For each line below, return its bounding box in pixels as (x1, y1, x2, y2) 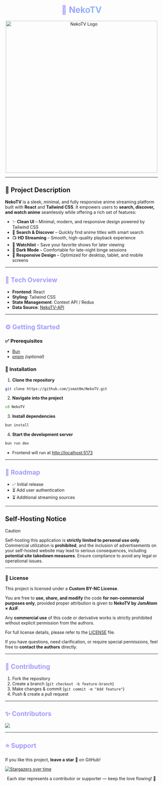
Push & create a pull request (12, 691, 69, 697)
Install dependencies (12, 413, 56, 419)
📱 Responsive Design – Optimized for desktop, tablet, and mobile (12, 252, 143, 258)
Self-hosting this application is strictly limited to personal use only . (5, 537, 141, 543)
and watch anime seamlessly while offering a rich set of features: (5, 209, 137, 215)
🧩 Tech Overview (5, 276, 58, 284)
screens (12, 257, 29, 263)
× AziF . (5, 605, 20, 611)
